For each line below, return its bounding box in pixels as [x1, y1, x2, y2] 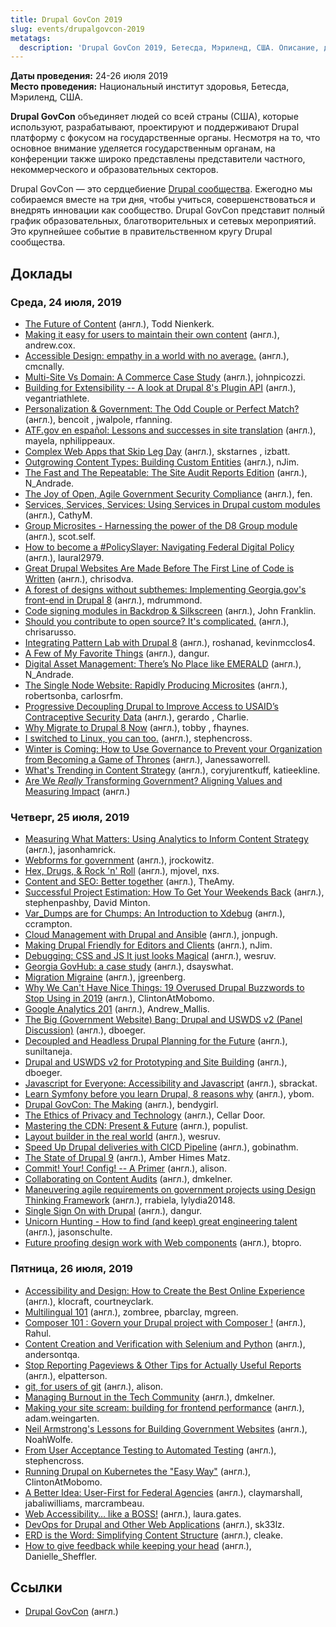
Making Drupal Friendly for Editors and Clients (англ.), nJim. [24, 939, 273, 951]
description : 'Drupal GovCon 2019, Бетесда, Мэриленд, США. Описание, [19, 42, 320, 53]
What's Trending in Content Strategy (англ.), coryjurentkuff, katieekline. [24, 764, 321, 776]
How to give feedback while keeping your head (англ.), [24, 1539, 252, 1551]
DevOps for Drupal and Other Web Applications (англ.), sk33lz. [24, 1518, 285, 1530]
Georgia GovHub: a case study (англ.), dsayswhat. [24, 961, 234, 973]
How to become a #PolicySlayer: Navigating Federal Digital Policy [24, 541, 295, 553]
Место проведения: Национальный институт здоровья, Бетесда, [10, 81, 290, 93]
